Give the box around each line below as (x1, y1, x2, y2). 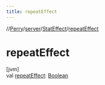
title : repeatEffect (6, 8, 58, 15)
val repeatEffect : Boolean (6, 72, 69, 79)
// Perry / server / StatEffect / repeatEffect (6, 25, 99, 32)
